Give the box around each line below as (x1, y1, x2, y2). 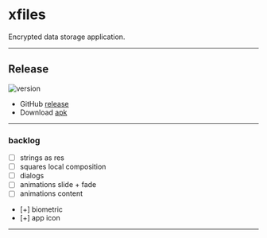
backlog (8, 135, 41, 146)
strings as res (19, 153, 65, 162)
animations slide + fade (19, 180, 97, 189)
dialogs (19, 171, 44, 181)
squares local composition (19, 162, 106, 172)
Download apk (19, 107, 68, 117)
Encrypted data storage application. (8, 32, 126, 41)
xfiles (8, 6, 46, 24)
